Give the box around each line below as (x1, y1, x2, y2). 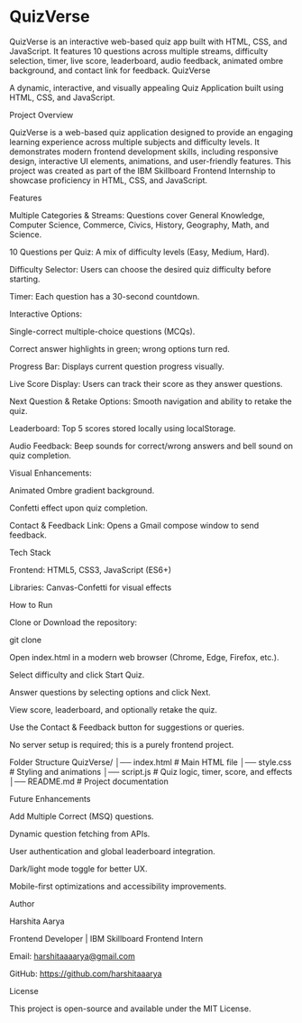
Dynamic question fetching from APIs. (9, 828, 151, 839)
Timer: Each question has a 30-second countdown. (9, 290, 200, 301)
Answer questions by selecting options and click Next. (9, 687, 212, 697)
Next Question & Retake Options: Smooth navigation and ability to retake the (9, 395, 293, 407)
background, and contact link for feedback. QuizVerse (9, 65, 211, 76)
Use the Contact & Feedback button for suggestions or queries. (9, 722, 245, 733)
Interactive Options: (9, 309, 83, 319)
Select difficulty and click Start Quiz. (9, 669, 145, 680)
